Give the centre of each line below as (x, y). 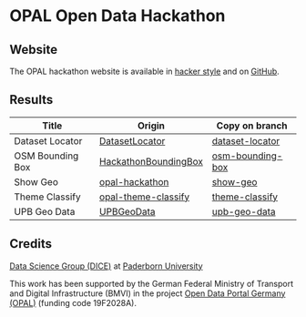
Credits (31, 244)
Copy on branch (252, 126)
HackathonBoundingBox (151, 161)
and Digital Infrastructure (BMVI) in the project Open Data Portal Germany (148, 293)
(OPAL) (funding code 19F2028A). (73, 302)
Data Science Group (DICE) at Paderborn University (106, 266)
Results (31, 100)
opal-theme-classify (144, 197)
